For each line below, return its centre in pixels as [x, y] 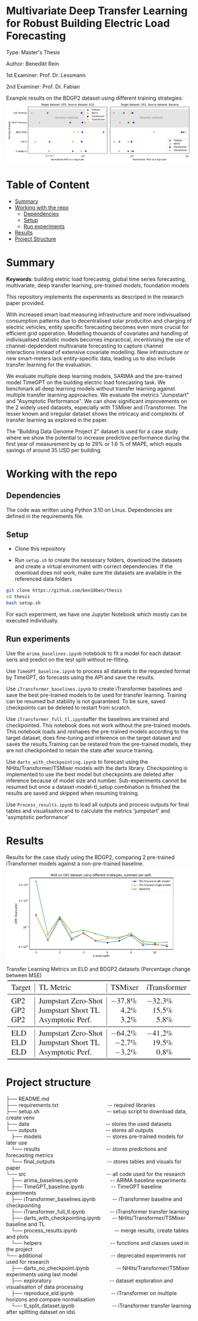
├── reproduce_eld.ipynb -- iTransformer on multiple [94, 1293]
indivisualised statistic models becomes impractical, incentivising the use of [98, 339]
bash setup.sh [24, 603]
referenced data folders [43, 579]
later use [17, 1142]
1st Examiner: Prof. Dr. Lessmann [46, 75]
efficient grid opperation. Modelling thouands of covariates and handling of [97, 333]
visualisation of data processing [45, 1287]
